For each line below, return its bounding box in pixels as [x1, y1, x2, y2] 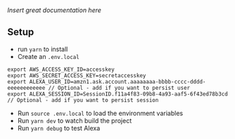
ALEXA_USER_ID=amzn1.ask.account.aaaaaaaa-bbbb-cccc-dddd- [29, 78, 206, 85]
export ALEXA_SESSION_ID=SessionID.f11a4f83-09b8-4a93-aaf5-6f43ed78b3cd [7, 91, 229, 98]
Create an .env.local [17, 52, 80, 60]
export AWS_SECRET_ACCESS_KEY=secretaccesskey [7, 72, 146, 79]
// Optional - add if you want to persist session [7, 96, 159, 104]
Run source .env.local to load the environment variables [17, 109, 184, 117]
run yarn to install [17, 45, 68, 53]
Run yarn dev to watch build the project [17, 116, 132, 125]
